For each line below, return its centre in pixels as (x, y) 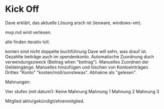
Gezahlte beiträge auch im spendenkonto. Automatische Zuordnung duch (80, 56)
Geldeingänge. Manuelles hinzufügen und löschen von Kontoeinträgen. (77, 67)
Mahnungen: (18, 82)
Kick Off (22, 9)
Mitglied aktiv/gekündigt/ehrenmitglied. (45, 101)
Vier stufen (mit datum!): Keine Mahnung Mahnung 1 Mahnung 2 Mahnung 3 (82, 91)
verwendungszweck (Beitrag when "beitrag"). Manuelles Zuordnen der (77, 62)
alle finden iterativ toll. (28, 42)
